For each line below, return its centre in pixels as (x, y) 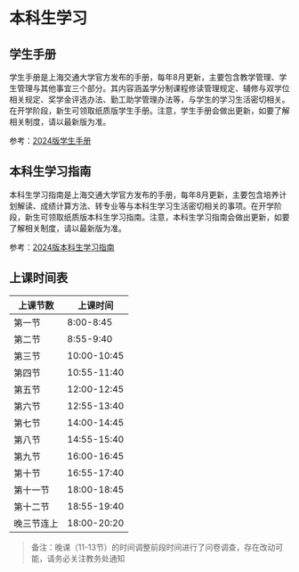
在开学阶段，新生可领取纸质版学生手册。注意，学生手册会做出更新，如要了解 (149, 111)
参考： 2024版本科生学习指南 (62, 247)
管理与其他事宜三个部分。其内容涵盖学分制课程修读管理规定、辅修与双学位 (153, 88)
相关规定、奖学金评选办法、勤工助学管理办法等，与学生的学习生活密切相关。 (149, 99)
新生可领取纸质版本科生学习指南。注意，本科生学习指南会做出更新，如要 (157, 217)
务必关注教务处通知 (90, 558)
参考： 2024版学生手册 (50, 141)
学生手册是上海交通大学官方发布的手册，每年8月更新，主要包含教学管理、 (144, 77)
